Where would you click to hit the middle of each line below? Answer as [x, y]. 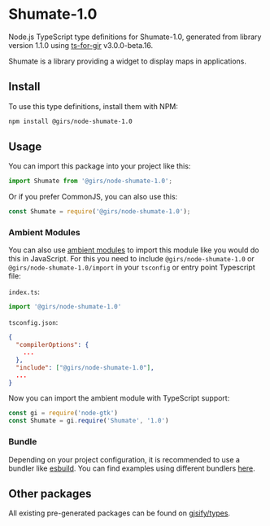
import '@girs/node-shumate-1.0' [65, 307]
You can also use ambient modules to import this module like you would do [134, 250]
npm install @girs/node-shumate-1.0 [70, 121]
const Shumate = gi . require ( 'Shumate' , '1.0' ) [89, 421]
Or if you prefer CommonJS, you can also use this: [93, 197]
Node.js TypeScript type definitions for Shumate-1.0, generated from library [135, 37]
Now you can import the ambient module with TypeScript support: [119, 398]
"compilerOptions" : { [52, 345]
